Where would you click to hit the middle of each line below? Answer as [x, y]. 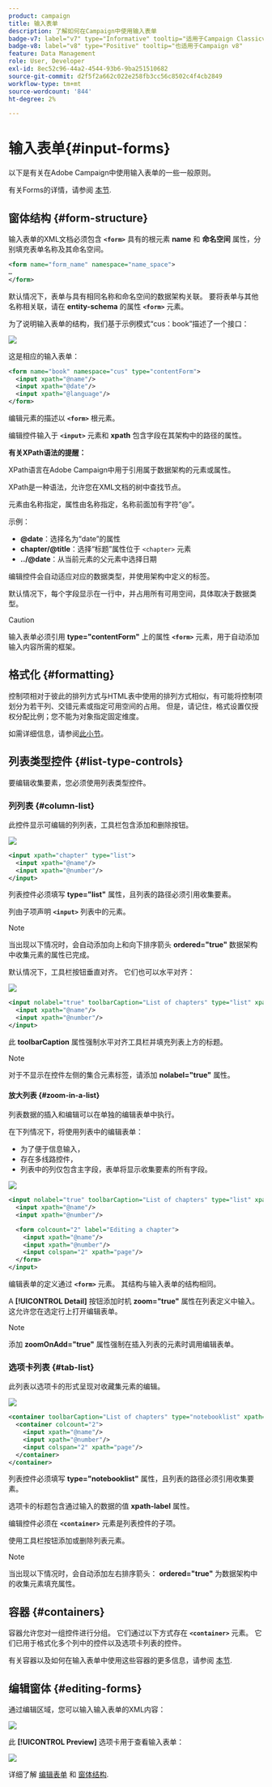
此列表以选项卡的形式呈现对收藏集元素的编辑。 [86, 1387]
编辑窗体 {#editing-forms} [75, 1688]
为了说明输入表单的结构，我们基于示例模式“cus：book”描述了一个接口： [129, 323]
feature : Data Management [52, 54]
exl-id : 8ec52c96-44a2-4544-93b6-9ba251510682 [88, 69]
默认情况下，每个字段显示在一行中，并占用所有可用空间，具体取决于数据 [129, 594]
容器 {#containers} [57, 1612]
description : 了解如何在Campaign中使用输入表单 [83, 31]
